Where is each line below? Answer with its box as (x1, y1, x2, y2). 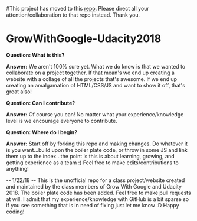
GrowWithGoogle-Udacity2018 (6, 32, 162, 45)
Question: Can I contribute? (6, 99, 75, 106)
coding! (6, 208, 25, 215)
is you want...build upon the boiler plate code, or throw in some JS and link (6, 146, 188, 153)
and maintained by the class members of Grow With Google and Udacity (6, 183, 182, 190)
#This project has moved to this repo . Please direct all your (6, 5, 149, 12)
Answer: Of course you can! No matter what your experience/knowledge (6, 110, 184, 118)
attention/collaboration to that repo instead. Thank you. (6, 11, 140, 18)
